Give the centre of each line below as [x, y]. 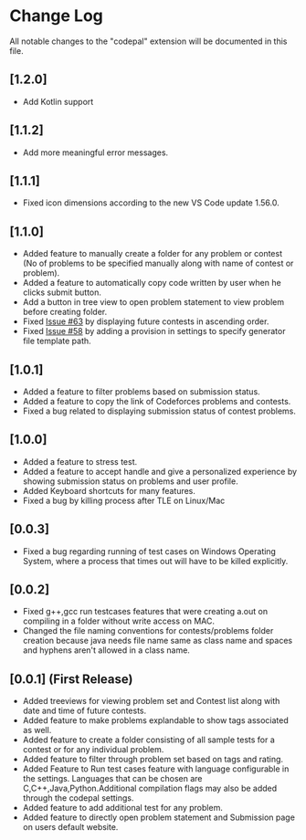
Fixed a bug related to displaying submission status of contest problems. [159, 411]
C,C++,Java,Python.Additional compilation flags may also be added [150, 788]
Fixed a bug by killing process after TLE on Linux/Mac [124, 500]
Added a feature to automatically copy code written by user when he [152, 283]
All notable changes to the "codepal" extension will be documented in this [148, 41]
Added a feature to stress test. [80, 461]
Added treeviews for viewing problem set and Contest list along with [151, 701]
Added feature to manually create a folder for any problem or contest [153, 254]
